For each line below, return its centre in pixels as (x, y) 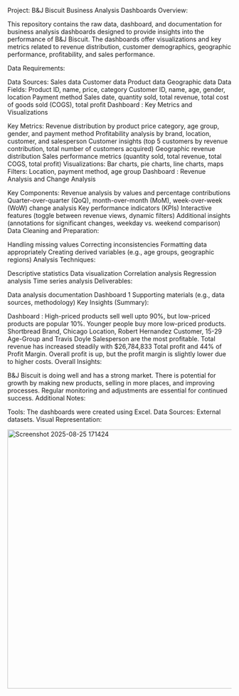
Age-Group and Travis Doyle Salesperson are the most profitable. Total (111, 339)
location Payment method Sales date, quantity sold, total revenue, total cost (118, 97)
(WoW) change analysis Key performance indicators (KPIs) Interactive (110, 208)
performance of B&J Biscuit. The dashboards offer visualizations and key (115, 39)
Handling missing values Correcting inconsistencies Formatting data (107, 244)
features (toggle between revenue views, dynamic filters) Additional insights (119, 215)
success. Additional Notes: (47, 398)
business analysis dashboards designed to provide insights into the (106, 32)
